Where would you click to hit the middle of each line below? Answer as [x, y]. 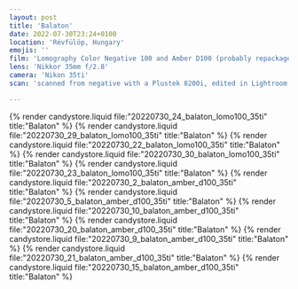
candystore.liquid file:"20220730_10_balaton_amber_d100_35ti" [124, 210]
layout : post [33, 17]
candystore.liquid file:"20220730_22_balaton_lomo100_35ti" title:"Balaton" [145, 144]
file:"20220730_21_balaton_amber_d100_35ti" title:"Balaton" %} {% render [145, 257]
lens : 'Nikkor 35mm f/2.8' [59, 67]
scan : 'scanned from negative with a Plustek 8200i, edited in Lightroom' [150, 83]
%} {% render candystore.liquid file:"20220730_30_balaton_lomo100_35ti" [145, 154]
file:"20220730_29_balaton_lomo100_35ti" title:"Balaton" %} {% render [138, 135]
